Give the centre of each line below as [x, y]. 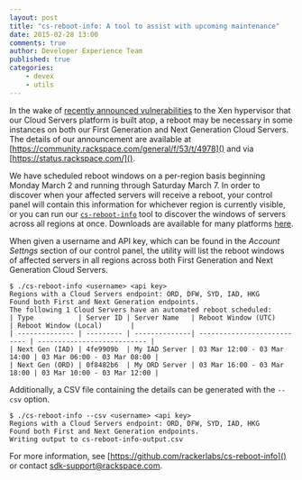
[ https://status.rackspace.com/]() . [72, 158]
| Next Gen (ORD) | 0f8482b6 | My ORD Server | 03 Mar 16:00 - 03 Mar [146, 365]
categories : [32, 68]
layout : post [34, 18]
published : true [40, 59]
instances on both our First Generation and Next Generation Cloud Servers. [149, 129]
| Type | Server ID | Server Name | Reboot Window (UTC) [143, 317]
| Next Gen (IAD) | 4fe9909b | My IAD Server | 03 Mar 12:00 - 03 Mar [146, 349]
